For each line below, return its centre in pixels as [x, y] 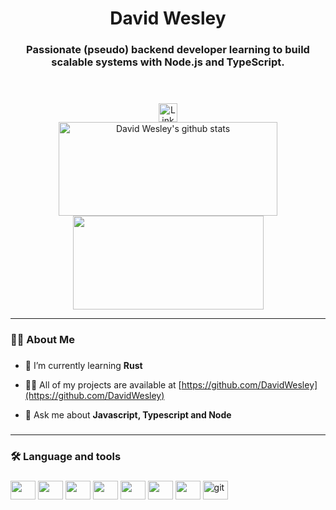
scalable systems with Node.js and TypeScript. [168, 62]
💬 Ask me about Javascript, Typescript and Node [128, 414]
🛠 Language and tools [66, 456]
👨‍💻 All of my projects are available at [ [103, 384]
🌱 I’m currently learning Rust [83, 365]
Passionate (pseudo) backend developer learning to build [168, 50]
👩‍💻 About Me [42, 340]
